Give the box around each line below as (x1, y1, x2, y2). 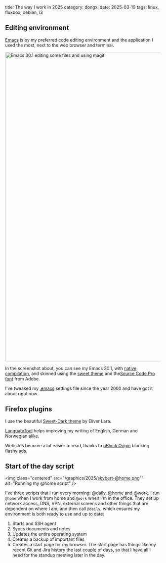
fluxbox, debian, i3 (5, 9, 43, 15)
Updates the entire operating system (12, 531, 87, 537)
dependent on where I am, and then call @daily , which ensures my (5, 506, 140, 512)
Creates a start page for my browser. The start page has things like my (12, 542, 157, 548)
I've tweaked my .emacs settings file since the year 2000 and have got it (5, 385, 153, 391)
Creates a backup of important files (12, 536, 85, 542)
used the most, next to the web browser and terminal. (5, 42, 114, 48)
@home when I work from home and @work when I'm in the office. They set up (5, 495, 159, 501)
